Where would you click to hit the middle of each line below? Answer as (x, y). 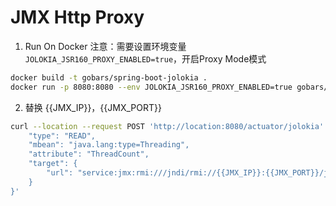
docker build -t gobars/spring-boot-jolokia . (109, 77)
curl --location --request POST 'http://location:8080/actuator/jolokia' (167, 126)
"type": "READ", (62, 136)
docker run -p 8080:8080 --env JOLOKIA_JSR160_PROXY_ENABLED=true (151, 87)
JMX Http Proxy (77, 17)
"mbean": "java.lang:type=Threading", (109, 145)
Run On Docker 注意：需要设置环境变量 (105, 46)
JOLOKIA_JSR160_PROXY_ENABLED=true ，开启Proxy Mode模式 (145, 58)
